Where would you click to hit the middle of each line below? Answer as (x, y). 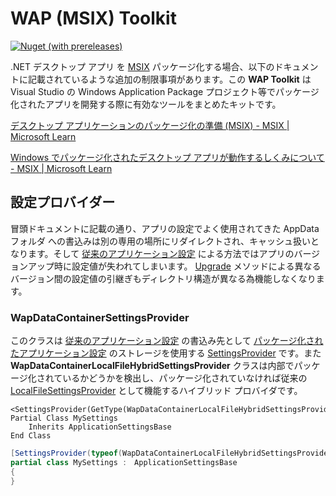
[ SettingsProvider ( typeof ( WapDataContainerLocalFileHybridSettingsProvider (171, 453)
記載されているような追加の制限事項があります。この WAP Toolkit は (169, 79)
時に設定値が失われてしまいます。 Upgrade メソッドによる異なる (187, 266)
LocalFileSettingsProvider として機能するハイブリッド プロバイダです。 (156, 391)
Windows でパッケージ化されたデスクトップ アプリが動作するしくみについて (167, 157)
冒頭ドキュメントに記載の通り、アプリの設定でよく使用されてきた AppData (165, 228)
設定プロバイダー (63, 202)
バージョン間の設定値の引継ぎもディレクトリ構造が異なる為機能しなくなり (163, 278)
